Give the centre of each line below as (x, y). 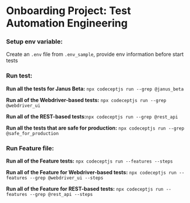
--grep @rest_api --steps (61, 195)
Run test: (19, 76)
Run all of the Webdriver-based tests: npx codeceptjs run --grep (86, 100)
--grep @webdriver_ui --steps (67, 178)
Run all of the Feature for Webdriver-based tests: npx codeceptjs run (91, 172)
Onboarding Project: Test (69, 11)
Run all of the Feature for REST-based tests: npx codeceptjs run (85, 189)
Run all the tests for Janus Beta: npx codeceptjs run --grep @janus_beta (95, 89)
